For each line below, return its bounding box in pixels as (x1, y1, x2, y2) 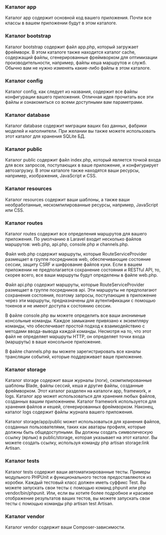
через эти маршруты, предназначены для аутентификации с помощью (5, 298, 156, 304)
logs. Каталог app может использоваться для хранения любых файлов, (5, 393, 156, 399)
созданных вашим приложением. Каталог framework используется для (5, 398, 157, 404)
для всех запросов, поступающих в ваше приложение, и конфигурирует (5, 162, 159, 168)
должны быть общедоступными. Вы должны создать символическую (5, 429, 153, 435)
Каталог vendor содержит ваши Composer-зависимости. (5, 524, 125, 530)
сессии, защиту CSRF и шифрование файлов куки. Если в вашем (5, 262, 142, 268)
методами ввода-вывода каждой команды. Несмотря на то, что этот (5, 328, 152, 334)
